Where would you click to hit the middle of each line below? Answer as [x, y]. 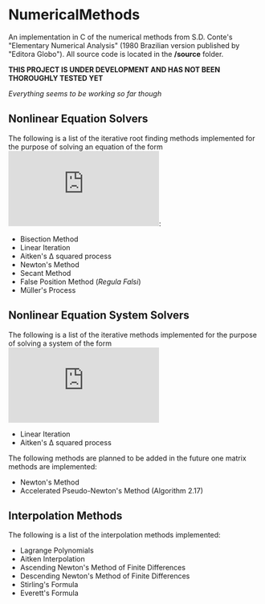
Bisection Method [49, 239]
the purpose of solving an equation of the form [86, 147]
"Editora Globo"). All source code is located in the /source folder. [116, 54]
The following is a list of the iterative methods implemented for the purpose [132, 334]
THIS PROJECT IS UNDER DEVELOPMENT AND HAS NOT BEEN [114, 69]
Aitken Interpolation [53, 559]
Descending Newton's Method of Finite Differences [105, 576]
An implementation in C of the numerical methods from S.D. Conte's [120, 37]
